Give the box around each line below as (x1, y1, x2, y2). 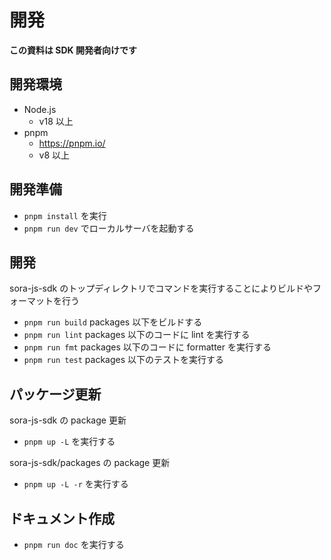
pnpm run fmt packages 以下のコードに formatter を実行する (23, 341, 272, 353)
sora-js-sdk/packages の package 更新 (9, 457, 171, 469)
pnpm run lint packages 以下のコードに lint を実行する (23, 329, 251, 341)
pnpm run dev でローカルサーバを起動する (23, 222, 195, 234)
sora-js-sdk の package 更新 (9, 414, 127, 426)
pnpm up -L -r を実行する (23, 478, 129, 490)
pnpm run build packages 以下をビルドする (23, 316, 203, 328)
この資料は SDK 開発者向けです (9, 44, 137, 56)
